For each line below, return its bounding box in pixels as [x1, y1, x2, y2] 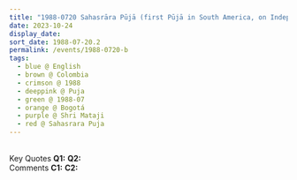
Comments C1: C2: [9, 162, 79, 173]
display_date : [9, 29, 62, 38]
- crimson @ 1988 [17, 79, 81, 87]
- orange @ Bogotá [17, 103, 86, 112]
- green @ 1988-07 [17, 94, 86, 104]
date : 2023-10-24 [9, 21, 73, 30]
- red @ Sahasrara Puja [17, 120, 104, 129]
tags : [9, 54, 29, 63]
